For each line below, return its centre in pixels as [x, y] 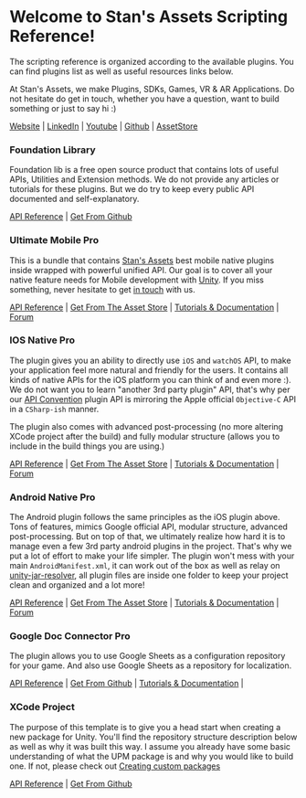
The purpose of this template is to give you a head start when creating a [145, 727]
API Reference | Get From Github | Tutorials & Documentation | [127, 684]
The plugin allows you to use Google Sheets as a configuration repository [148, 656]
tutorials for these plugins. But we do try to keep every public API [132, 189]
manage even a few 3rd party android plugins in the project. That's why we [151, 547]
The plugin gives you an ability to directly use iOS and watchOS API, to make [150, 360]
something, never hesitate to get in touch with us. [103, 289]
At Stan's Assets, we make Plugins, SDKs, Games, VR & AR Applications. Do [152, 89]
